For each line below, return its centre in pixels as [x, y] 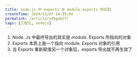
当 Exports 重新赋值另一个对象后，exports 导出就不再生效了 [72, 49]
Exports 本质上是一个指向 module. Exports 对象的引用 [66, 43]
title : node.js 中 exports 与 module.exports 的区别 [58, 9]
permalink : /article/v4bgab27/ [37, 18]
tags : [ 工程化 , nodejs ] [28, 23]
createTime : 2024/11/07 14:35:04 [39, 14]
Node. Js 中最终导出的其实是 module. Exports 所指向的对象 [72, 37]
